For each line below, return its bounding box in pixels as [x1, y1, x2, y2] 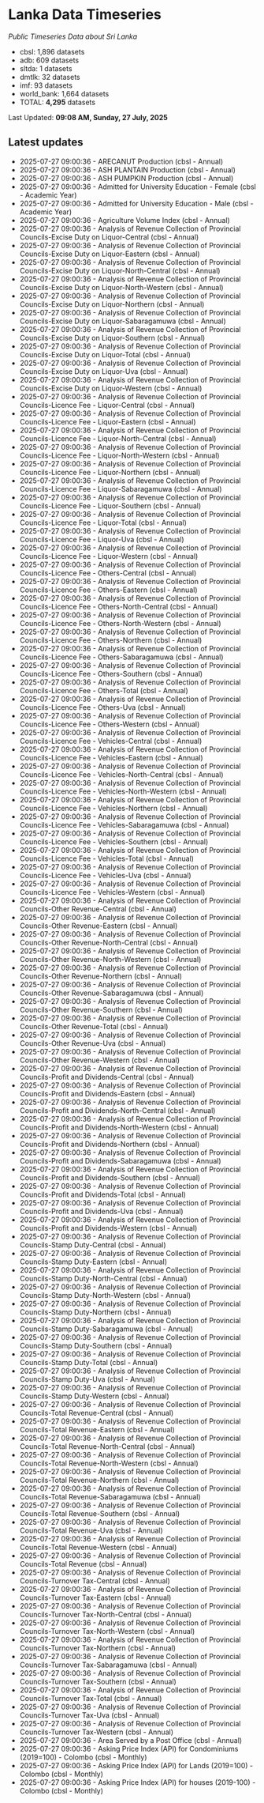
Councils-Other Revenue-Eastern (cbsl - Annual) [19, 921, 178, 930]
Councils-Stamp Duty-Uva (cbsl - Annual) [19, 1374, 156, 1384]
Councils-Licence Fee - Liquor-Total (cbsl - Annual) [19, 518, 188, 527]
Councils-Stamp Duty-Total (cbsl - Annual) [19, 1357, 158, 1367]
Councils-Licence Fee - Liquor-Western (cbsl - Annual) [19, 551, 199, 560]
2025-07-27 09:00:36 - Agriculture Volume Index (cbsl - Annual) [19, 215, 230, 224]
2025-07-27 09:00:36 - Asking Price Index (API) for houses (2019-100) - [19, 1777, 256, 1787]
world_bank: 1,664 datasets [19, 89, 110, 98]
